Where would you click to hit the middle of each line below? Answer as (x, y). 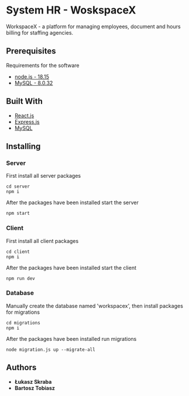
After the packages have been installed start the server (73, 202)
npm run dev (20, 278)
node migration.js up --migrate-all (51, 350)
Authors (21, 368)
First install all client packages (42, 241)
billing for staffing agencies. (40, 32)
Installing (23, 146)
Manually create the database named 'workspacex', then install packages (94, 306)
